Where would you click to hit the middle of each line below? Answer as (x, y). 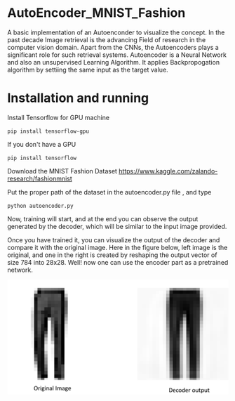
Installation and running (78, 98)
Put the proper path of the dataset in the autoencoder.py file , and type (109, 192)
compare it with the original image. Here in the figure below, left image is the (117, 247)
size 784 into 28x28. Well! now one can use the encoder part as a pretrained (118, 262)
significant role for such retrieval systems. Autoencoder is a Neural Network (117, 55)
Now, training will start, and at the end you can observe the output (103, 218)
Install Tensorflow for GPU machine (59, 117)
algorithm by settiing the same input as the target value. (88, 70)
